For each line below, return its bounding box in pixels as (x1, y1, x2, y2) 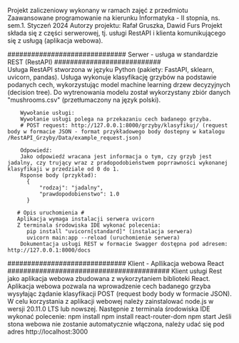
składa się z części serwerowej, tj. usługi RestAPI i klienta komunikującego (7, 29, 226, 37)
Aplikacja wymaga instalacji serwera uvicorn (16, 215, 155, 222)
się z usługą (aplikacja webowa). (7, 36, 103, 45)
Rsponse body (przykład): (20, 172, 98, 179)
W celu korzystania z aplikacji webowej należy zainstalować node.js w (7, 297, 214, 305)
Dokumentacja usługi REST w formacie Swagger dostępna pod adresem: (20, 240, 228, 247)
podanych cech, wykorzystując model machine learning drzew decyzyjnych (7, 81, 230, 88)
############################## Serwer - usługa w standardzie (7, 50, 219, 58)
